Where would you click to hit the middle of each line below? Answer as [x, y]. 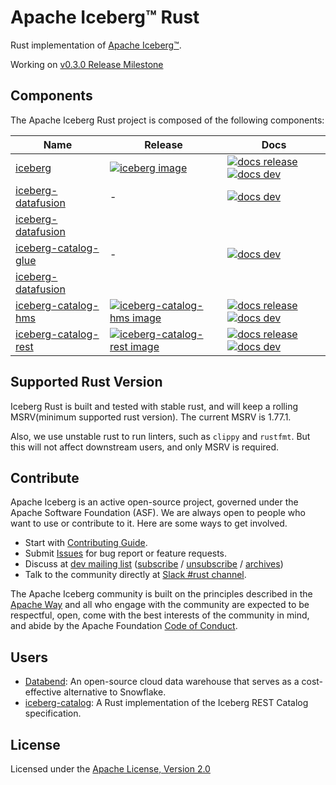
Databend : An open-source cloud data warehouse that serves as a [162, 682]
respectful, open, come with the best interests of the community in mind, [160, 615]
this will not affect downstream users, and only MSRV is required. [145, 447]
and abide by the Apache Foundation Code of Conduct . [124, 626]
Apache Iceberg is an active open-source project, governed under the [154, 502]
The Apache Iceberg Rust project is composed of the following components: [167, 120]
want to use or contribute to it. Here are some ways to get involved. [149, 523]
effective [43, 692]
